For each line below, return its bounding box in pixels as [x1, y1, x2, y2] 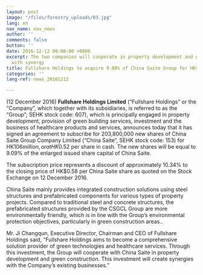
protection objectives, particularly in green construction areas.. [6, 218, 163, 225]
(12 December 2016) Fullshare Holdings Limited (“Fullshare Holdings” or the [6, 98, 196, 106]
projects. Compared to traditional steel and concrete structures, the [6, 199, 174, 206]
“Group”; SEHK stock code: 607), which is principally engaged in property [6, 111, 190, 118]
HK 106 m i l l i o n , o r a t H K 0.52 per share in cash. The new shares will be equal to [6, 143, 196, 150]
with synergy [11, 59, 45, 65]
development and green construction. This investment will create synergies [6, 255, 194, 263]
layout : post [6, 8, 39, 15]
